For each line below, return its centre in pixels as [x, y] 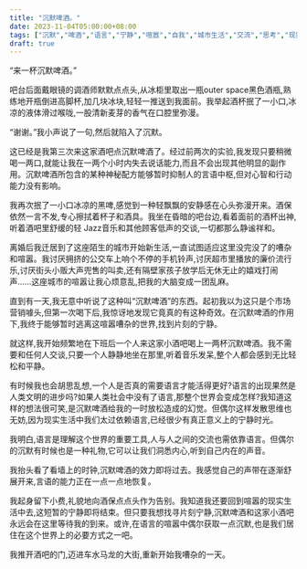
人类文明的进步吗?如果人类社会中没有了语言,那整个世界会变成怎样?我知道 [147, 397]
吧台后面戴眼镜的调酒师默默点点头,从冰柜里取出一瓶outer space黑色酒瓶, [146, 90]
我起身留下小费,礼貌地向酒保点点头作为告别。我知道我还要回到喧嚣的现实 [147, 501]
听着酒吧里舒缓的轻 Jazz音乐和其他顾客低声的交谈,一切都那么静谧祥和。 [145, 228]
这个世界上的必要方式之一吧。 [81, 535]
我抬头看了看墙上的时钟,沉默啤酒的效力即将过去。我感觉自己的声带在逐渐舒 [151, 470]
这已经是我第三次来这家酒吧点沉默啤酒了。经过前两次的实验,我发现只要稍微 [151, 152]
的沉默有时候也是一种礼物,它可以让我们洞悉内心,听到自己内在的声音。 [140, 451]
